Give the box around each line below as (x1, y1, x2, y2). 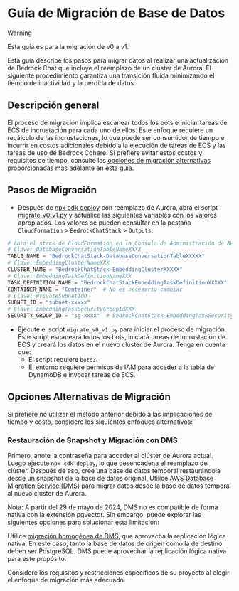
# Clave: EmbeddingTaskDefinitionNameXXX (7, 272, 132, 279)
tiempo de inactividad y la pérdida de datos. (7, 78, 137, 87)
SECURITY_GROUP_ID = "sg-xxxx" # (7, 312, 110, 319)
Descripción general (7, 100, 100, 112)
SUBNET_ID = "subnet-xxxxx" (7, 299, 91, 307)
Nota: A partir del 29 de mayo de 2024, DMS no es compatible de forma (7, 503, 218, 511)
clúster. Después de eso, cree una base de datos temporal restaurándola (7, 467, 221, 475)
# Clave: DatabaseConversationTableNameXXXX (7, 246, 142, 253)
